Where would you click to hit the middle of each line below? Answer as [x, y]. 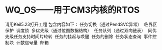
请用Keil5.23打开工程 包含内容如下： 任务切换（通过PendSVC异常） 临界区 [81, 24]
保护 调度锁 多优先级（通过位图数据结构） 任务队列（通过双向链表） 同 [79, 30]
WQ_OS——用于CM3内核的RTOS [72, 10]
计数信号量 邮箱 [32, 42]
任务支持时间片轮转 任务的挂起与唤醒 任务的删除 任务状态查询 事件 [83, 36]
